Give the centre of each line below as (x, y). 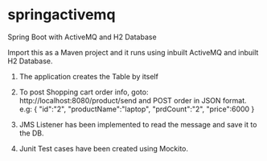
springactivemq (62, 15)
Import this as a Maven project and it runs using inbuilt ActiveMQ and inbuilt (133, 52)
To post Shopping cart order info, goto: (84, 92)
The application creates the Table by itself (88, 76)
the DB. (32, 133)
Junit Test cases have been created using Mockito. (104, 148)
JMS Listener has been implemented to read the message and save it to (138, 124)
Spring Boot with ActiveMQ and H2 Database (82, 37)
